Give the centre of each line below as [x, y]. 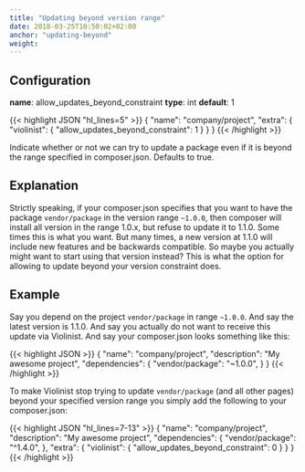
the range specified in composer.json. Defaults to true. [112, 157]
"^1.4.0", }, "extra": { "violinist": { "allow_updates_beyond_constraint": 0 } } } [152, 447]
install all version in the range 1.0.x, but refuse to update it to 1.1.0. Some [145, 227]
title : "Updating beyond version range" [88, 18]
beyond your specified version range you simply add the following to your [148, 400]
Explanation [44, 186]
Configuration [50, 80]
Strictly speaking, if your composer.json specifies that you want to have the [151, 207]
